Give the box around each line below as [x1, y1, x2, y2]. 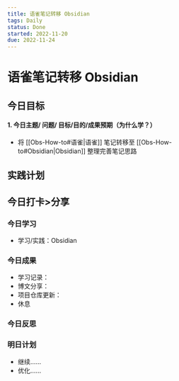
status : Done [7, 23, 46, 30]
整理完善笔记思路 [87, 147, 137, 155]
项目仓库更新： [17, 291, 62, 300]
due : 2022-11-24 [7, 37, 55, 44]
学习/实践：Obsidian [17, 236, 77, 244]
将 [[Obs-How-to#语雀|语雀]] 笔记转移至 [17, 137, 136, 146]
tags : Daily [7, 17, 42, 24]
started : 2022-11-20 [7, 30, 69, 38]
